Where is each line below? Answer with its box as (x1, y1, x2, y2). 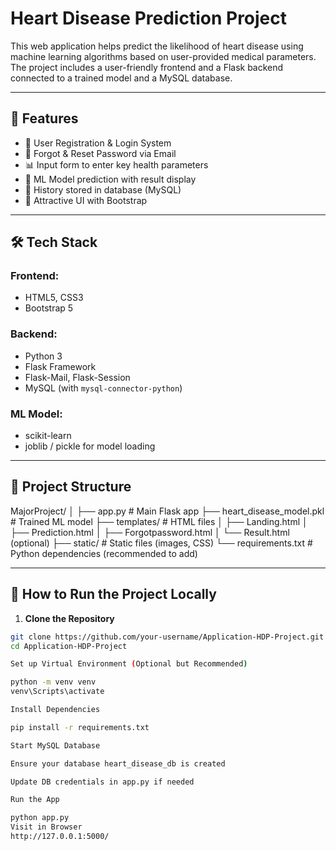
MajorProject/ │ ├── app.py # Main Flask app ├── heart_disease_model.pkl (10, 505, 325, 517)
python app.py (10, 813, 70, 823)
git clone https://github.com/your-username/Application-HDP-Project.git (10, 632, 325, 642)
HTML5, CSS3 (24, 292, 84, 304)
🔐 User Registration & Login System (24, 137, 172, 149)
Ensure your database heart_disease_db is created (10, 758, 226, 769)
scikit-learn (24, 430, 72, 442)
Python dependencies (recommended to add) (10, 547, 198, 559)
